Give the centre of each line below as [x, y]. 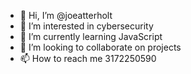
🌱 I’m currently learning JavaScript [91, 36]
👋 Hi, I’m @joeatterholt [66, 15]
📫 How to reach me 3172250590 [88, 58]
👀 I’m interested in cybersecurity [86, 26]
